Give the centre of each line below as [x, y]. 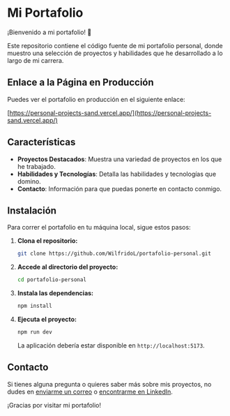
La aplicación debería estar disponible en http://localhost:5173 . [111, 345]
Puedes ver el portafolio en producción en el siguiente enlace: [97, 99]
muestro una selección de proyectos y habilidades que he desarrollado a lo [115, 53]
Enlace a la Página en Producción [81, 83]
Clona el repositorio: [47, 241]
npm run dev [34, 332]
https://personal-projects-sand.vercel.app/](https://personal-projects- [110, 112]
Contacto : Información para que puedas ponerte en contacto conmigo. [119, 188]
